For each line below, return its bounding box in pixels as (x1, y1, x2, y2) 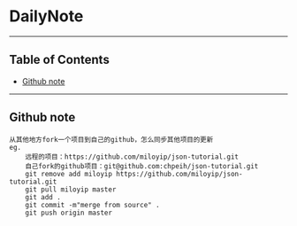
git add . (25, 192, 62, 201)
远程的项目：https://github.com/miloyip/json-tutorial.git (25, 152, 239, 161)
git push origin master (25, 208, 113, 217)
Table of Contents (9, 52, 110, 67)
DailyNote (9, 6, 84, 27)
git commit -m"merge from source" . (25, 200, 161, 209)
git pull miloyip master (25, 184, 117, 194)
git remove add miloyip (25, 169, 113, 178)
